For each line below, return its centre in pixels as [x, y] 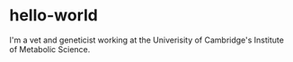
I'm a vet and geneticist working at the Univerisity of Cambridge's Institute [147, 40]
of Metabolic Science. [50, 49]
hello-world [54, 15]
